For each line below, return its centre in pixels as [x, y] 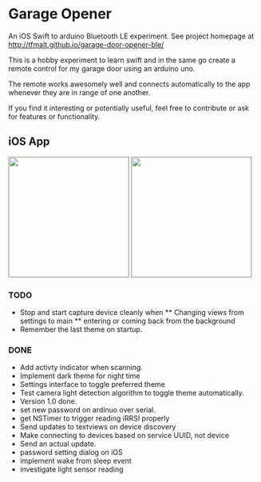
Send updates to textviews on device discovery [98, 427]
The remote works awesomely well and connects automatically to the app [129, 84]
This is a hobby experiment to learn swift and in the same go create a [122, 60]
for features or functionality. [54, 116]
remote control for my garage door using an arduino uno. [102, 68]
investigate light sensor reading [71, 469]
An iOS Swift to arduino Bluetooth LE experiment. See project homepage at [131, 36]
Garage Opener [60, 14]
